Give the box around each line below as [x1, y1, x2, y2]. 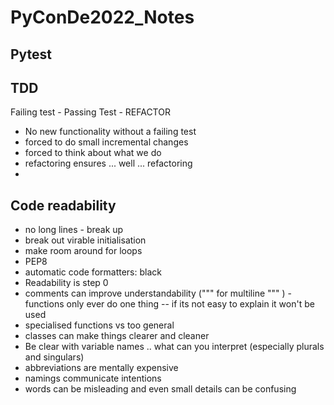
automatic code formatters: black [24, 266, 162, 278]
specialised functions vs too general [24, 319, 175, 331]
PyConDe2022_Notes [10, 6, 195, 29]
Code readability [10, 197, 117, 214]
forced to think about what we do [24, 147, 162, 159]
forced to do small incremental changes [24, 136, 189, 148]
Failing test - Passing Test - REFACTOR [10, 106, 171, 118]
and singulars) [24, 351, 85, 363]
